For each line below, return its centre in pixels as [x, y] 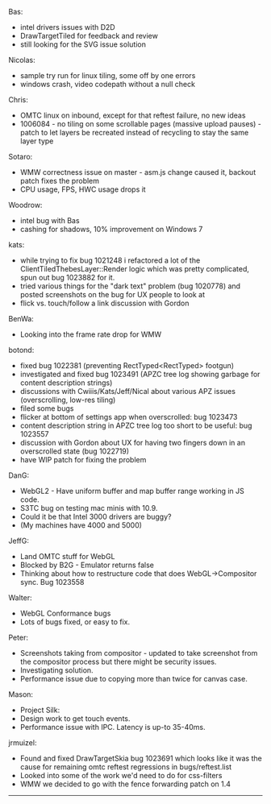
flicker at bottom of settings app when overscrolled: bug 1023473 [129, 417]
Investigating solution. [57, 670]
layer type [37, 141]
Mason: [21, 694]
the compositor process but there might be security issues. [118, 661]
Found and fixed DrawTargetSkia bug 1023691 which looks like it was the [141, 758]
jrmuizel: [23, 743]
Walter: [20, 598]
